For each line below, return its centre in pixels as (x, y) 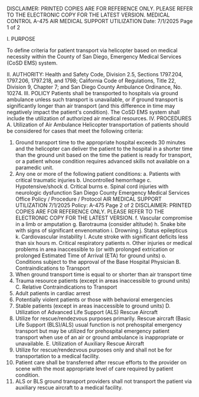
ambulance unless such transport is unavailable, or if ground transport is (95, 99)
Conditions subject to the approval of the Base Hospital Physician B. (98, 262)
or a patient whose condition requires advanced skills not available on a (102, 161)
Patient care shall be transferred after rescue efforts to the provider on (101, 362)
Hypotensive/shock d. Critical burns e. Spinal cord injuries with (92, 186)
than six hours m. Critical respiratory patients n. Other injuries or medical (104, 243)
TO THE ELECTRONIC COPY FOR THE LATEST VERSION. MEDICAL (88, 15)
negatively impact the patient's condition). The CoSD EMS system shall (93, 112)
